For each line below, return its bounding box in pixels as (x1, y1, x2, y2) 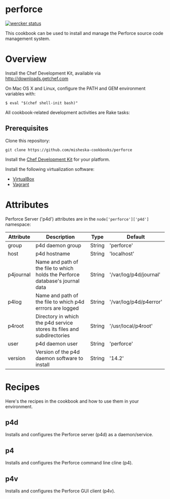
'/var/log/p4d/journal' (109, 271, 161, 278)
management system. (5, 35, 51, 42)
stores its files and (35, 326, 79, 333)
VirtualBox (12, 176, 34, 182)
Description (46, 233, 75, 240)
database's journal (35, 277, 80, 284)
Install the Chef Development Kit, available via (5, 70, 101, 76)
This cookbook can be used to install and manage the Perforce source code (5, 30, 163, 36)
